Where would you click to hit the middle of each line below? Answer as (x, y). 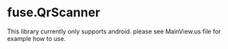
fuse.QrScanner (54, 13)
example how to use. (37, 38)
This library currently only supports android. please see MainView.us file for (114, 31)
